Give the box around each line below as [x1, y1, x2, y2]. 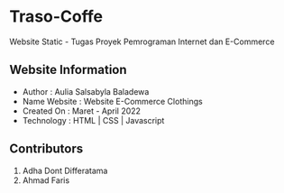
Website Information [9, 62, 128, 78]
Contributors [9, 142, 84, 157]
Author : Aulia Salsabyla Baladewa [22, 86, 150, 96]
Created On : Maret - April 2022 [22, 106, 142, 116]
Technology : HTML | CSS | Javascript [22, 115, 165, 125]
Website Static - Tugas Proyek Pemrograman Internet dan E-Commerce [9, 36, 275, 47]
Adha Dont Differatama [22, 165, 108, 176]
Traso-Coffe [9, 6, 104, 27]
